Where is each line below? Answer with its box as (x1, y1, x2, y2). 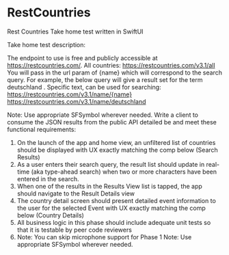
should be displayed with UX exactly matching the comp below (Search (16, 146, 219, 154)
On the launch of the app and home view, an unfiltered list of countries (16, 138, 216, 146)
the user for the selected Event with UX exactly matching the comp (16, 204, 206, 212)
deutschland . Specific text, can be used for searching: (7, 83, 162, 91)
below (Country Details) (16, 211, 84, 219)
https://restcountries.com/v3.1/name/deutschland (7, 97, 146, 105)
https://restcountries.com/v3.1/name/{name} (7, 90, 132, 98)
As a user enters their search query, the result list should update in (16, 160, 205, 168)
